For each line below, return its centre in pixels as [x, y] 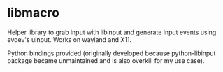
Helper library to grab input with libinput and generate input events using [112, 32]
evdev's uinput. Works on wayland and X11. [69, 39]
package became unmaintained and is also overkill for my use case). [106, 60]
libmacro [33, 13]
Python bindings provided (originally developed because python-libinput [111, 53]
